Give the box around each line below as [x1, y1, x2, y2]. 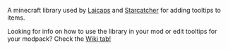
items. [7, 13, 25, 22]
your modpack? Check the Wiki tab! [7, 35, 112, 43]
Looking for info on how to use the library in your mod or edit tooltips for [7, 27, 217, 35]
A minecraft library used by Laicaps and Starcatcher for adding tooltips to [7, 6, 221, 14]
